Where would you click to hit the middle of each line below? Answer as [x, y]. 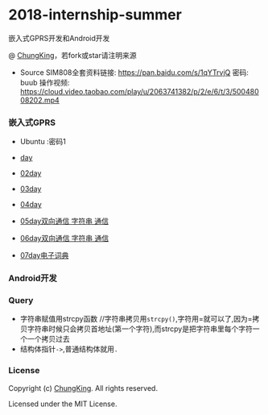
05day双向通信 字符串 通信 [64, 221]
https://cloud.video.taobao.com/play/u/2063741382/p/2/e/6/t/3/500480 [139, 91]
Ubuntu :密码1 [43, 142]
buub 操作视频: [45, 82]
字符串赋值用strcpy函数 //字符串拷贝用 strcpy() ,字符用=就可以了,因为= [136, 319]
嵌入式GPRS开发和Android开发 [59, 38]
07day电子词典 [44, 255]
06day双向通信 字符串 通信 [64, 239]
